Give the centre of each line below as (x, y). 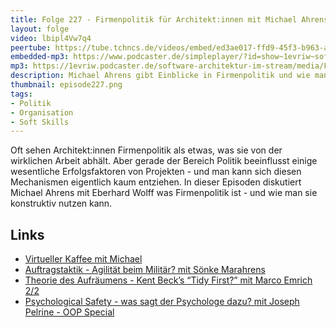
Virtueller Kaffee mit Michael (83, 259)
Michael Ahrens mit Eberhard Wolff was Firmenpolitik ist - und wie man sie (164, 193)
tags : (21, 94)
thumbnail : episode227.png (66, 85)
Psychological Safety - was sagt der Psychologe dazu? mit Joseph (162, 302)
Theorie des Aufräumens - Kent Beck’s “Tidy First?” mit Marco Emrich (168, 280)
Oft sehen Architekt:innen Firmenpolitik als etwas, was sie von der (146, 150)
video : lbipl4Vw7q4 (51, 38)
